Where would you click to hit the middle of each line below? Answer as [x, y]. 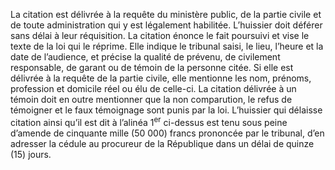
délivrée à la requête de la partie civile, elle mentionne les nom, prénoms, [161, 78]
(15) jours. [31, 154]
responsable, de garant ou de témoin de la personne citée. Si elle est [152, 67]
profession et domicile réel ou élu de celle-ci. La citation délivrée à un [153, 88]
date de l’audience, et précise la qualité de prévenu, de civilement [145, 57]
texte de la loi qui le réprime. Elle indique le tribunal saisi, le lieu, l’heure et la [167, 46]
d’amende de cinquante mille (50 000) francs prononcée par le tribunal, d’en [167, 133]
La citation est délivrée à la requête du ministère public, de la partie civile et [166, 14]
